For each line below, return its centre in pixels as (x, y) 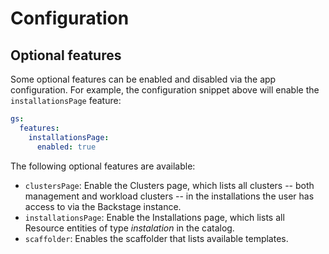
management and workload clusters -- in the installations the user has (169, 196)
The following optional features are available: (103, 166)
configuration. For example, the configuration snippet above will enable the (165, 90)
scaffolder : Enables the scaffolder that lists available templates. (156, 238)
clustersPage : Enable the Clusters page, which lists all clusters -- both (169, 185)
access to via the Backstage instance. (103, 206)
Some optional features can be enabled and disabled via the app (143, 79)
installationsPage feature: (66, 100)
